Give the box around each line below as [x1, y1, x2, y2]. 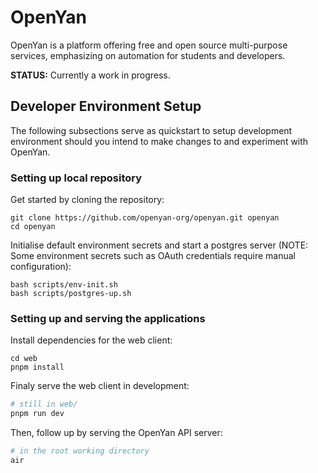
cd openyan [10, 222, 56, 232]
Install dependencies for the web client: [10, 334, 173, 346]
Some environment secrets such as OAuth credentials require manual [10, 250, 296, 262]
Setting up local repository [10, 171, 143, 185]
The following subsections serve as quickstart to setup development [10, 124, 293, 136]
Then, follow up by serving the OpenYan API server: [10, 427, 223, 439]
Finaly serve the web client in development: [10, 380, 190, 392]
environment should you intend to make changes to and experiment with [10, 135, 309, 147]
